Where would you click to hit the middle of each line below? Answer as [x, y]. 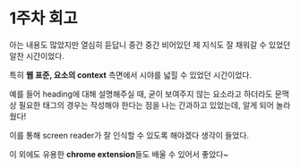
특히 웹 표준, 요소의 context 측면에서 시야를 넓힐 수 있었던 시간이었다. [131, 75]
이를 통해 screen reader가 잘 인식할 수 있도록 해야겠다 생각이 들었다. [129, 135]
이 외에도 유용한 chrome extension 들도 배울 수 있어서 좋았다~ [119, 154]
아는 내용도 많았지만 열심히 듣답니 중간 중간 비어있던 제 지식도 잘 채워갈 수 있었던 [150, 45]
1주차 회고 [43, 18]
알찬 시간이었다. [37, 55]
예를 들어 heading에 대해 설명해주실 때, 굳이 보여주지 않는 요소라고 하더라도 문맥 [149, 94]
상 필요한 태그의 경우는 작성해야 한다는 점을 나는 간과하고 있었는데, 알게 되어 [142, 105]
